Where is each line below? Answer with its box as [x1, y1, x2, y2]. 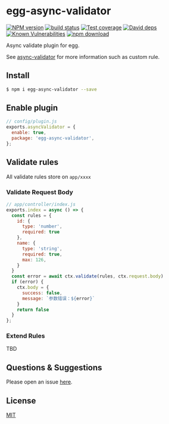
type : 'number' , [21, 223, 62, 230]
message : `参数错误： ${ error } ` [21, 295, 95, 301]
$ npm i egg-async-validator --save [6, 86, 97, 92]
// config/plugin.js [6, 119, 58, 124]
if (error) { [11, 279, 44, 285]
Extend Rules [6, 332, 45, 340]
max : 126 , [21, 257, 46, 263]
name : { [17, 240, 36, 247]
